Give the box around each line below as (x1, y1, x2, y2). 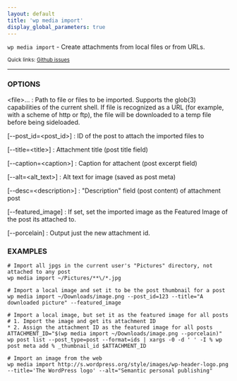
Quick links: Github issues (7, 56, 71, 64)
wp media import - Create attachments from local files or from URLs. (7, 43, 205, 52)
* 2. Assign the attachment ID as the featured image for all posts (7, 324, 213, 331)
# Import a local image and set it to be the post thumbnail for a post (7, 286, 226, 294)
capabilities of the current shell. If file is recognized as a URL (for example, (7, 103, 224, 111)
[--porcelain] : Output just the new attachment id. (7, 229, 150, 237)
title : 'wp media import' (7, 17, 83, 24)
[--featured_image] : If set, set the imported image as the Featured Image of (7, 207, 228, 216)
